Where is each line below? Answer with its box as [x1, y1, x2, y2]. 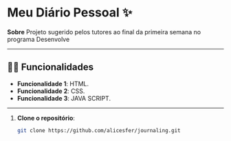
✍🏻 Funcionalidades [7, 62, 94, 73]
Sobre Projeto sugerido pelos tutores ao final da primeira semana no [7, 27, 201, 36]
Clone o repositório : [16, 114, 76, 122]
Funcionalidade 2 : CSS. [16, 87, 85, 95]
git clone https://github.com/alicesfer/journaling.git [16, 127, 181, 134]
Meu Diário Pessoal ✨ [7, 5, 133, 21]
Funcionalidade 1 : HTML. [16, 79, 89, 88]
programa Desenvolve [7, 35, 70, 43]
